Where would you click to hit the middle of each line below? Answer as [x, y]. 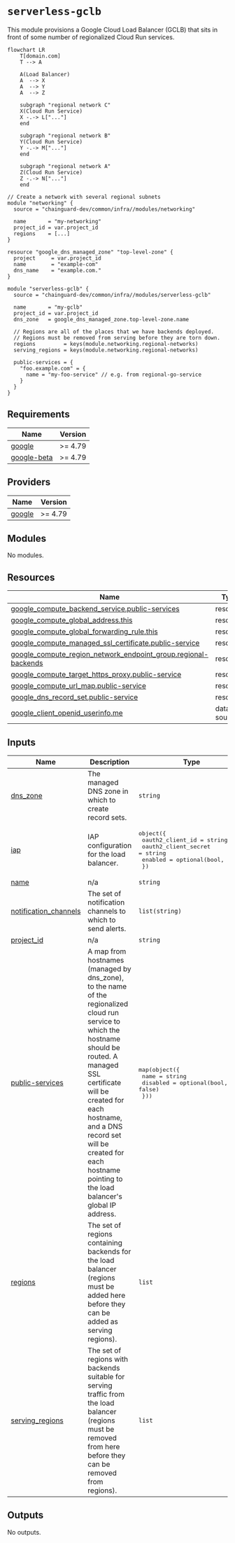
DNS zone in [108, 791]
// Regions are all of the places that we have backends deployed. [114, 331]
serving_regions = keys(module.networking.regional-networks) [106, 350]
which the [104, 1030]
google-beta [32, 457]
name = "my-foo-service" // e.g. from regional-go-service [113, 375]
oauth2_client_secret [177, 846]
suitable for [106, 1377]
